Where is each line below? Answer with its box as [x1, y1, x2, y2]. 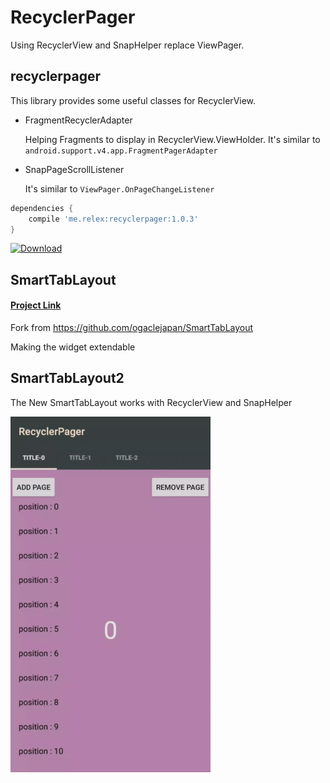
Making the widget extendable [10, 341, 136, 353]
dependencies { [10, 203, 74, 213]
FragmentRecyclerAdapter [24, 114, 133, 126]
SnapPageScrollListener [24, 163, 125, 175]
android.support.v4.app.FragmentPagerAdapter [24, 146, 218, 156]
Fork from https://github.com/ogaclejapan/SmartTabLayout [10, 321, 254, 333]
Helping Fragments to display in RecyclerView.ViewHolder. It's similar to [24, 133, 321, 145]
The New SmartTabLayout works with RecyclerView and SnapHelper [10, 396, 293, 408]
